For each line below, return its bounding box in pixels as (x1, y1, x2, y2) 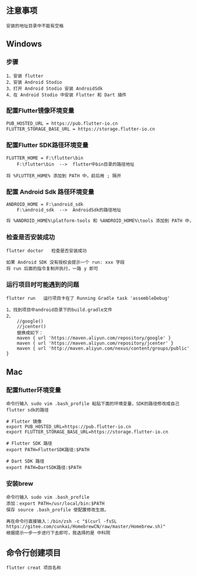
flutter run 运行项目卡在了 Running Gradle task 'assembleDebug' (6, 296, 170, 302)
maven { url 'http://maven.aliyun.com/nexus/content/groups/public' (17, 346, 190, 352)
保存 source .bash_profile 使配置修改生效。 (6, 507, 109, 513)
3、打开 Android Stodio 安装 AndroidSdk (6, 86, 103, 91)
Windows (6, 39, 42, 49)
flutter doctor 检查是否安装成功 (6, 248, 87, 254)
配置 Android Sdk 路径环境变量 (6, 188, 94, 196)
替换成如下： (17, 330, 43, 336)
